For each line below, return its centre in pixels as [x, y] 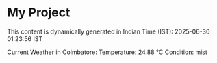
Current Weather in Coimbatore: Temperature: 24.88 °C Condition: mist [107, 52]
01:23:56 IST [25, 38]
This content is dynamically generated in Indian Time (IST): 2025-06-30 [108, 32]
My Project [39, 13]
